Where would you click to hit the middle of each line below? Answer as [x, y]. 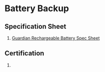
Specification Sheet [36, 27]
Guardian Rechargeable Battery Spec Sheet [56, 38]
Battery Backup [37, 9]
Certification [25, 53]
